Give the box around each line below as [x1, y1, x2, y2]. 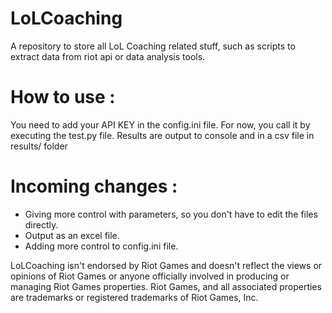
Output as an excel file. [24, 229, 120, 241]
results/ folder [10, 140, 68, 152]
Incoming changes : [10, 175, 178, 198]
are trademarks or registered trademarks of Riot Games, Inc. [10, 291, 259, 303]
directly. [24, 218, 59, 231]
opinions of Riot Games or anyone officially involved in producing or [10, 270, 290, 282]
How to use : [10, 86, 116, 109]
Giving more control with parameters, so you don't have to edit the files [24, 208, 318, 220]
